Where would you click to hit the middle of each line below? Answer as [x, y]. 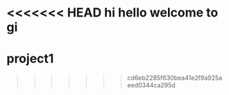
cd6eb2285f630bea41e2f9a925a [175, 78]
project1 [30, 59]
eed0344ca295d [152, 85]
